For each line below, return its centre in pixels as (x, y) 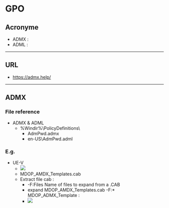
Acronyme (22, 27)
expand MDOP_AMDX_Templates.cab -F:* (71, 190)
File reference (23, 112)
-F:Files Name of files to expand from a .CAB (74, 184)
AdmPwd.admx (43, 133)
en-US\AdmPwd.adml (50, 139)
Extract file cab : (37, 179)
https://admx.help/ (32, 77)
